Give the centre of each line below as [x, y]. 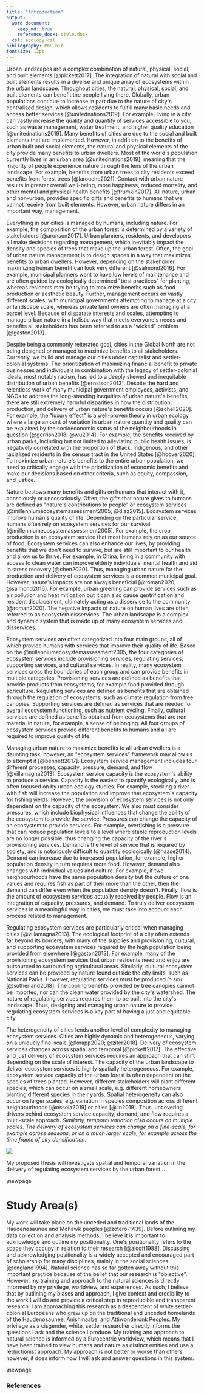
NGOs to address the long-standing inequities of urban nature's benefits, [98, 396]
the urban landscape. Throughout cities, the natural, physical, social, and [97, 88]
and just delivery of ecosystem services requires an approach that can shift [101, 1055]
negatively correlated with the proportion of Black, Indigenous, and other [97, 447]
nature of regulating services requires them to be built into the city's [91, 998]
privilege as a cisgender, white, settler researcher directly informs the [93, 1325]
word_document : [31, 23]
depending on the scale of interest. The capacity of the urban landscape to [100, 1062]
